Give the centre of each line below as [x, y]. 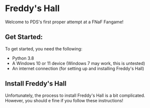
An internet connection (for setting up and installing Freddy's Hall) [78, 68]
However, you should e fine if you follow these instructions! [64, 100]
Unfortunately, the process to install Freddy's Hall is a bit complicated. [75, 95]
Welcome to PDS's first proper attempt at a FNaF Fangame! [64, 22]
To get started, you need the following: [44, 48]
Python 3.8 [23, 58]
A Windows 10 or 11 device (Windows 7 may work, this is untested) [79, 63]
